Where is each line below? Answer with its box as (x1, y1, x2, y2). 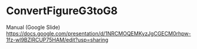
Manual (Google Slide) (6, 24, 61, 31)
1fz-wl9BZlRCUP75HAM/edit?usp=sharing (6, 36, 109, 43)
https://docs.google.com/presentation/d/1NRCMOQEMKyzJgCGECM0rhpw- (6, 30, 191, 37)
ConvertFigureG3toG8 (6, 4, 118, 18)
